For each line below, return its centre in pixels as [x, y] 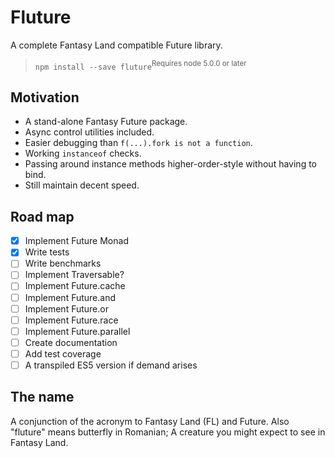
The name [42, 397]
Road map [42, 216]
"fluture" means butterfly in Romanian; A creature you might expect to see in [168, 432]
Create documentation [71, 342]
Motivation [45, 97]
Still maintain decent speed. [82, 185]
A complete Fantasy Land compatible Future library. [116, 45]
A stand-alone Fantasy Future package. [106, 122]
